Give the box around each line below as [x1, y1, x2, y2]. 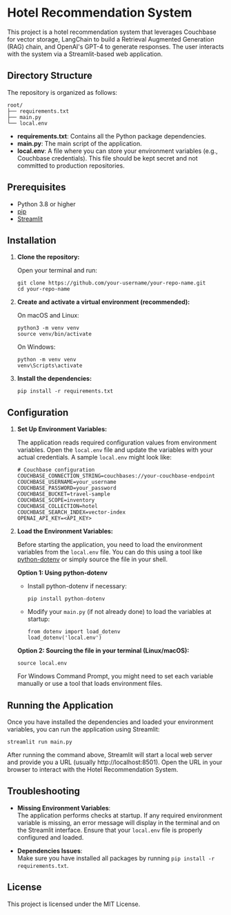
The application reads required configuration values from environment [17, 438, 217, 447]
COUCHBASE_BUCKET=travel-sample [17, 491, 110, 498]
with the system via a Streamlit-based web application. [7, 50, 163, 58]
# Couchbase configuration [17, 466, 95, 473]
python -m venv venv [17, 356, 77, 363]
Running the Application [7, 699, 114, 711]
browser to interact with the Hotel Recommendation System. [7, 765, 179, 773]
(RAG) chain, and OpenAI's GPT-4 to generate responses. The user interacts [7, 42, 224, 51]
